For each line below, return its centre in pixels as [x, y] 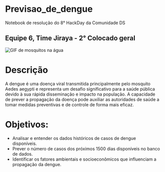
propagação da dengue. [37, 164]
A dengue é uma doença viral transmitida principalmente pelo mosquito [78, 84]
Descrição [27, 70]
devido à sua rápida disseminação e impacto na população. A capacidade [80, 94]
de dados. [22, 154]
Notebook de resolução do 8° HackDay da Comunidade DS [65, 23]
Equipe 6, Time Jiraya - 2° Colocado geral [70, 38]
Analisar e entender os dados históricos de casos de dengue [74, 138]
